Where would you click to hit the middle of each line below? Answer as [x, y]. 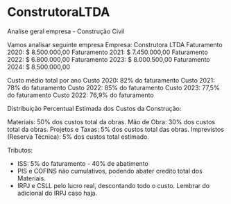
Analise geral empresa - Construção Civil [66, 31]
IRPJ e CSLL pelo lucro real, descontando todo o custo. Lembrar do [113, 185]
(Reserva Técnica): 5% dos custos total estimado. [78, 137]
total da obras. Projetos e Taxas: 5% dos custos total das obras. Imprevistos [115, 129]
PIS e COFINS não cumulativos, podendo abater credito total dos [110, 171]
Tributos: [20, 150]
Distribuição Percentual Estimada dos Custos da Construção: [94, 108]
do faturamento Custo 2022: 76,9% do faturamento [80, 95]
